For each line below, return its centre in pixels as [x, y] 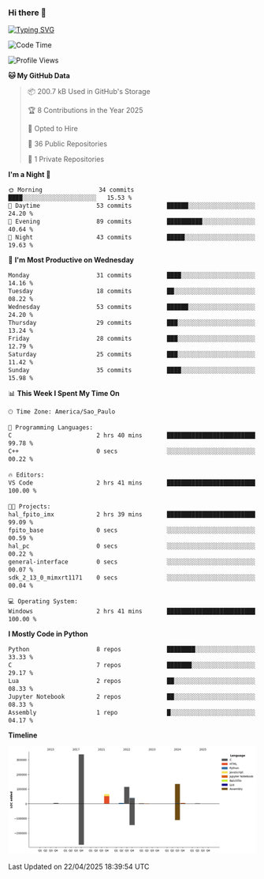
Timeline [23, 735]
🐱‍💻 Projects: [30, 507]
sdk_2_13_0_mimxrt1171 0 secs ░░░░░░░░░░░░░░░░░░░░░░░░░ [132, 578]
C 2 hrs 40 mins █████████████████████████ [132, 436]
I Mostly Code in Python [48, 634]
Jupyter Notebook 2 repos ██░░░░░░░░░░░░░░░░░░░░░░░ [132, 697]
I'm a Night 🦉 [30, 175]
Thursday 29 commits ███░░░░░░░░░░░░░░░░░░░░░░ [132, 323]
